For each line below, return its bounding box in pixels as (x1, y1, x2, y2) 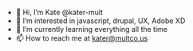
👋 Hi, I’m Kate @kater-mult (15, 8, 104, 17)
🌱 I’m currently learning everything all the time (15, 25, 168, 33)
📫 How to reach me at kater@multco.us (15, 33, 148, 43)
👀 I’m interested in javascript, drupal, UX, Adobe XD (15, 16, 186, 25)
